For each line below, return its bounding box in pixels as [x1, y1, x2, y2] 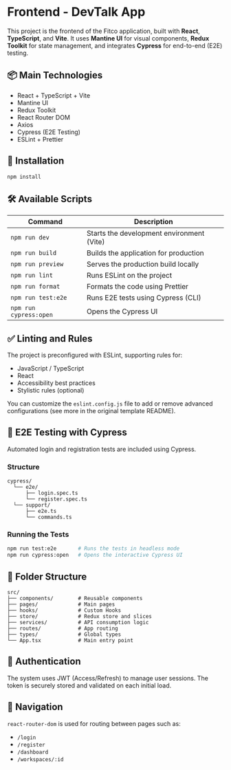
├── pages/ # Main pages [7, 601, 115, 608]
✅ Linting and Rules [7, 333, 93, 344]
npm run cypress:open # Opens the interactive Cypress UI [7, 551, 184, 559]
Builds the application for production [87, 248, 204, 258]
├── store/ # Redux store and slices [7, 613, 153, 620]
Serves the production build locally [87, 259, 199, 269]
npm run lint [10, 272, 54, 279]
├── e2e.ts [25, 508, 57, 515]
